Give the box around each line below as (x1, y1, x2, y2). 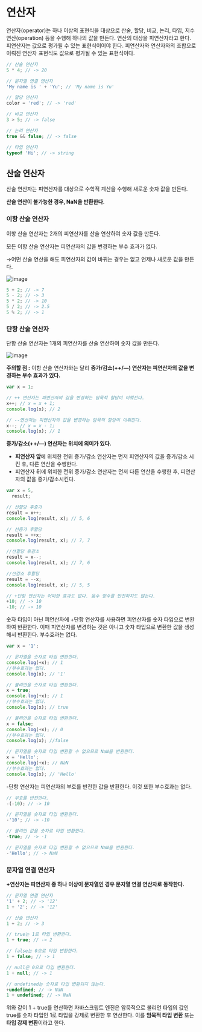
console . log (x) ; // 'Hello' (6, 771, 77, 777)
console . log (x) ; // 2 (6, 406, 61, 412)
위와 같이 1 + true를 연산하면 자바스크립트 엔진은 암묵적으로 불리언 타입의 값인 (6, 1004, 189, 1011)
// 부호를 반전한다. (6, 795, 49, 801)
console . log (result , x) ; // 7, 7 (6, 537, 90, 544)
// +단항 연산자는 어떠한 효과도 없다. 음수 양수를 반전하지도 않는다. (6, 593, 156, 599)
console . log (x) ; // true (6, 705, 69, 711)
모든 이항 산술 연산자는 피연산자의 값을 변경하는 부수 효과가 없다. (6, 243, 158, 250)
